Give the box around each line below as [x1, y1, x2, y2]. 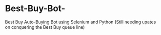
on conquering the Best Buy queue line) [5, 24, 85, 30]
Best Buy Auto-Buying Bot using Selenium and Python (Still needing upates [5, 19, 156, 25]
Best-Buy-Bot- [5, 3, 66, 14]
